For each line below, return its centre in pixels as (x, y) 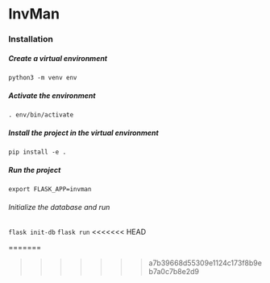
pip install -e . (37, 152)
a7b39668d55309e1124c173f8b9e (205, 263)
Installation (31, 39)
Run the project (35, 170)
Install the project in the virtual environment (83, 133)
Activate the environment (52, 95)
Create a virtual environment (58, 58)
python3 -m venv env (43, 78)
